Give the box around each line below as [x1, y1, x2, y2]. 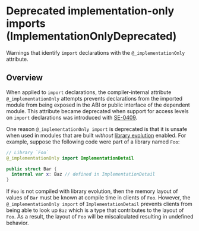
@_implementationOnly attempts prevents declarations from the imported [6, 95, 183, 102]
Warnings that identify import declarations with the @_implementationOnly [6, 49, 185, 56]
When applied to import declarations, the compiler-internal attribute [6, 88, 172, 96]
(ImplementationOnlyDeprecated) [6, 30, 177, 43]
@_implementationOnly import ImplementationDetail [6, 155, 134, 161]
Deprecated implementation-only [6, 4, 175, 18]
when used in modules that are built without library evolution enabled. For [6, 132, 187, 139]
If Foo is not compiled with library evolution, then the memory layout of [6, 188, 178, 195]
